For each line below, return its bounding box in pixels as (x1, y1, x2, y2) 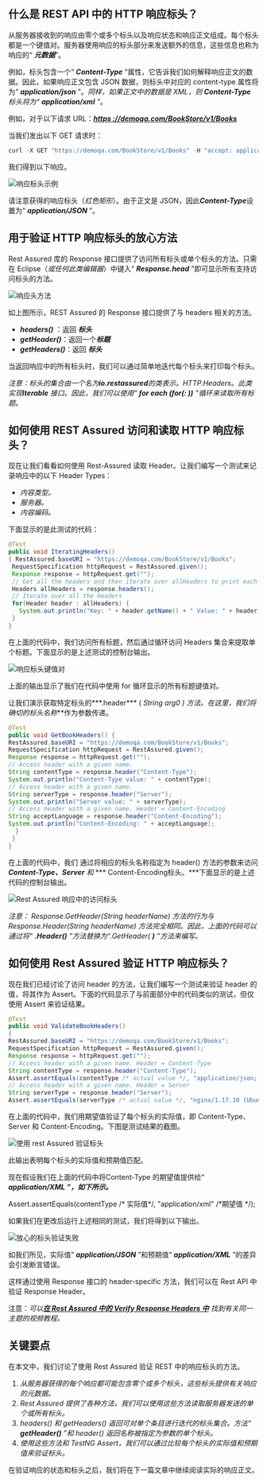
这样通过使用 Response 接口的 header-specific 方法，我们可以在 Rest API (8, 1277, 249, 1286)
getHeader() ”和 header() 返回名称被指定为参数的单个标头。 (19, 1428, 218, 1437)
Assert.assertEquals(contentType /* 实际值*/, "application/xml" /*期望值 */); (8, 1200, 256, 1208)
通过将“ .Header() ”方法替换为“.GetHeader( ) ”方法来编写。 (8, 931, 203, 940)
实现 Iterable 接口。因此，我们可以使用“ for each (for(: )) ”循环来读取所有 (8, 388, 248, 398)
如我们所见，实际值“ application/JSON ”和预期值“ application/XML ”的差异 (8, 1250, 257, 1259)
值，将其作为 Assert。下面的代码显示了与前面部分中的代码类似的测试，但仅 (8, 989, 254, 998)
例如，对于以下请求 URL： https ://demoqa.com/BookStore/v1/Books (8, 114, 238, 123)
